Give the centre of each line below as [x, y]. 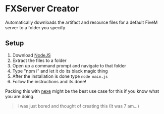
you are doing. [20, 96]
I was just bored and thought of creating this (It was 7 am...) [78, 106]
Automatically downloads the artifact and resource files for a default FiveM [81, 22]
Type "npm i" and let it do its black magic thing [60, 71]
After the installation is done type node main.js [60, 76]
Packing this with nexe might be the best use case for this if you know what [82, 91]
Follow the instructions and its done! [49, 81]
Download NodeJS [31, 55]
